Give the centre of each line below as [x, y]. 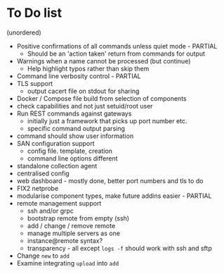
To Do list [34, 13]
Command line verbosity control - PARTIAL [79, 76]
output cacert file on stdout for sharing [83, 91]
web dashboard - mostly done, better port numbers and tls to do [110, 180]
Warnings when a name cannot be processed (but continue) [104, 61]
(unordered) [24, 32]
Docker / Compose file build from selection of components [101, 98]
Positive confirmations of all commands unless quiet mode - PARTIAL [117, 46]
